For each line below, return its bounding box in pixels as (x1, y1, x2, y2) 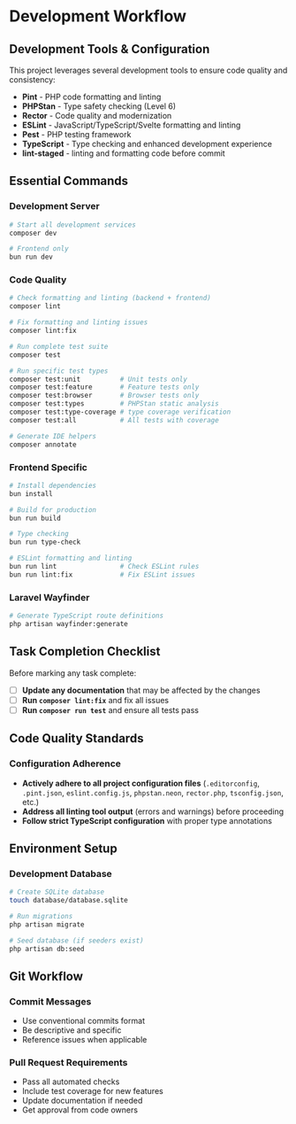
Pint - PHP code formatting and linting (21, 91, 162, 102)
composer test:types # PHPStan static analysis (9, 399, 219, 408)
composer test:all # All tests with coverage (9, 415, 219, 424)
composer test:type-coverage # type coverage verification (9, 407, 231, 417)
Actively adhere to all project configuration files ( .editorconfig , (21, 778, 261, 788)
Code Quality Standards (9, 731, 144, 746)
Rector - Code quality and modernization (21, 111, 172, 120)
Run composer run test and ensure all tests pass (21, 704, 199, 715)
